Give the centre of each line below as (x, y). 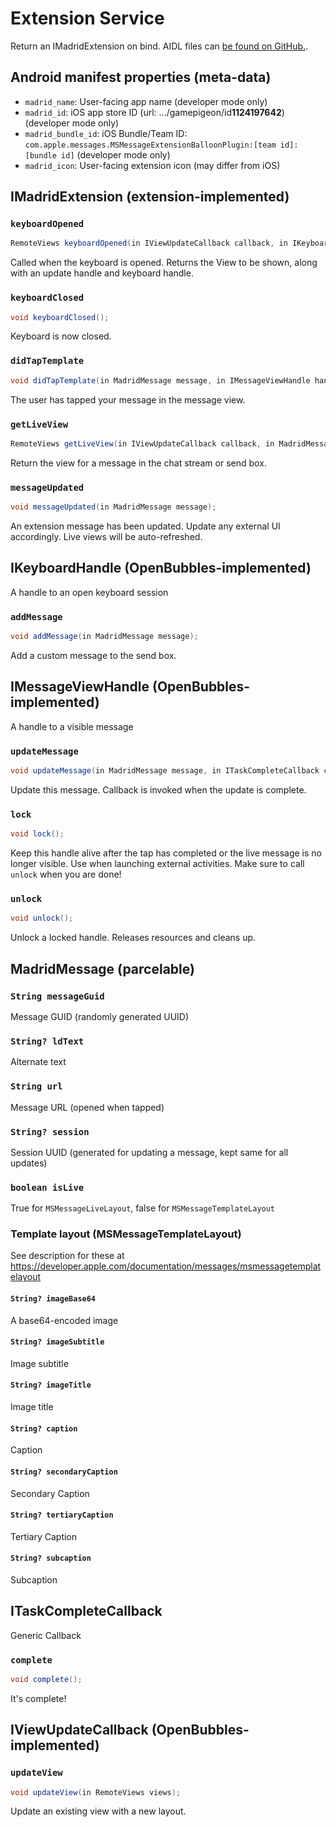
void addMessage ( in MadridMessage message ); (104, 637)
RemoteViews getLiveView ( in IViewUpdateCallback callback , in (142, 443)
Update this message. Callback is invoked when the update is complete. (158, 789)
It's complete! (38, 1698)
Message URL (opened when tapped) (87, 1107)
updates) (29, 1163)
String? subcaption (51, 1558)
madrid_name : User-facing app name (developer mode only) (146, 101)
